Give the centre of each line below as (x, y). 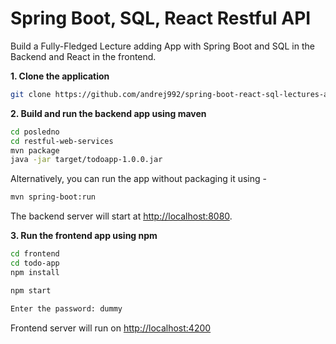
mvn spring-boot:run (53, 197)
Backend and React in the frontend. (83, 56)
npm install (35, 272)
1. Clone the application (60, 76)
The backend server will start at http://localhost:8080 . (121, 216)
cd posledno (35, 132)
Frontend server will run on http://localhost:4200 (111, 328)
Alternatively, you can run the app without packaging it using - (138, 179)
